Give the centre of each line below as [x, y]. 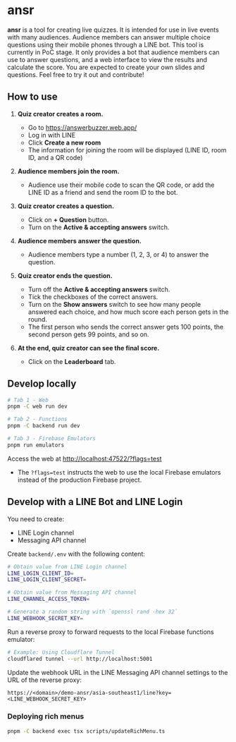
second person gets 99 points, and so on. [88, 334]
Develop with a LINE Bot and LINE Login [95, 502]
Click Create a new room [64, 142]
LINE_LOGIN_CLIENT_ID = [41, 573]
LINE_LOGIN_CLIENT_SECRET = [47, 580]
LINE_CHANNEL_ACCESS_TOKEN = [49, 599]
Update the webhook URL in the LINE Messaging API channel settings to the [118, 672]
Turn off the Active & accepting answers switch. [99, 289]
